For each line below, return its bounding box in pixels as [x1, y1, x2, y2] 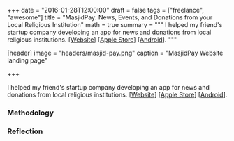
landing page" [7, 56, 47, 65]
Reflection [7, 126, 43, 136]
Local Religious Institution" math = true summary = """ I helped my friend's [7, 21, 223, 28]
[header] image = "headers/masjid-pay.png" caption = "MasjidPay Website [7, 49, 224, 57]
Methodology [7, 108, 54, 117]
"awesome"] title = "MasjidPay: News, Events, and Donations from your [7, 13, 213, 22]
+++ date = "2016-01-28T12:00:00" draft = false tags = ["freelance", [7, 6, 204, 14]
